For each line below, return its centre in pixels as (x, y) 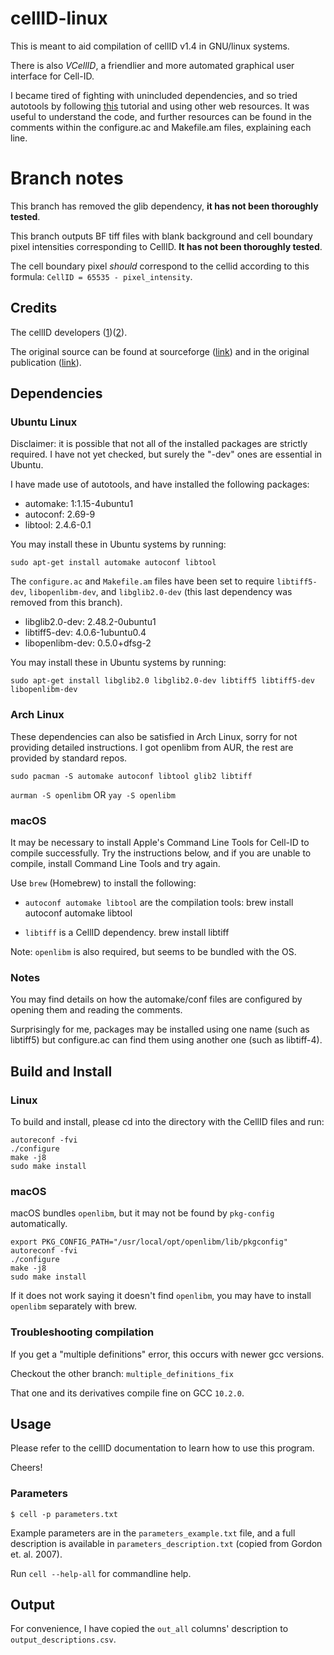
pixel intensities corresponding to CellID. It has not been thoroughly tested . (166, 246)
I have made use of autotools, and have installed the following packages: (160, 484)
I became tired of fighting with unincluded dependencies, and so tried (154, 95)
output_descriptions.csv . (63, 1639)
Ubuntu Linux (44, 422)
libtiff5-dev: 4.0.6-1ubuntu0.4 (85, 633)
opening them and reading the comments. (96, 1010)
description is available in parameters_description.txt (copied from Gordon (166, 1543)
